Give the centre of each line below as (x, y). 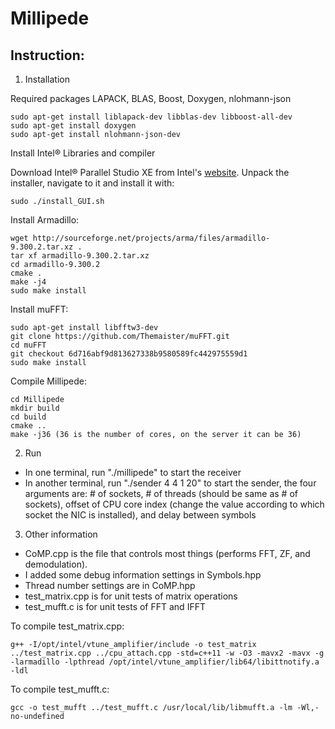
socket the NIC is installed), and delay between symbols (140, 515)
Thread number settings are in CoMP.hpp (110, 585)
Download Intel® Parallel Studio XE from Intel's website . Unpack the (150, 172)
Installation (47, 79)
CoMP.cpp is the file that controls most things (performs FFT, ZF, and (167, 553)
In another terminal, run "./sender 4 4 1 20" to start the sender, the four (170, 483)
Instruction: (47, 55)
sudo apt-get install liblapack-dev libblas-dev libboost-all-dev (151, 117)
